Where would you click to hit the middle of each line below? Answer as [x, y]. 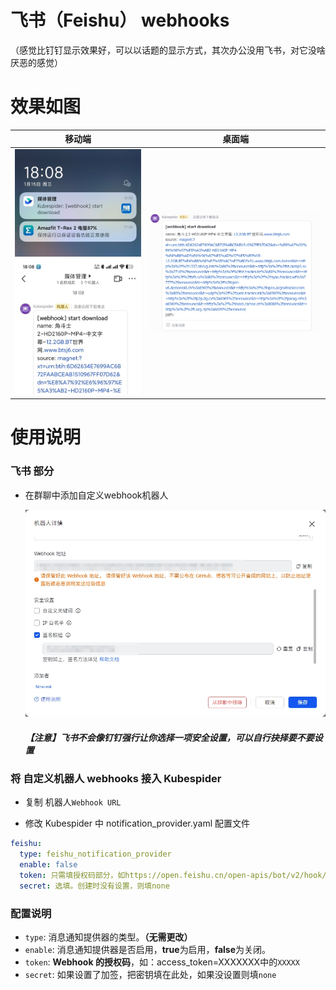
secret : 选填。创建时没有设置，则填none [94, 886]
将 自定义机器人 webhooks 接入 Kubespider [116, 779]
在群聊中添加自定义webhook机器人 [96, 495]
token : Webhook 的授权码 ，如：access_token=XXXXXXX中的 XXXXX [162, 962]
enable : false [48, 865]
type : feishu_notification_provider [95, 854]
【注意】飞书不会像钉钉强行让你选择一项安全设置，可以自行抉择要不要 [169, 737]
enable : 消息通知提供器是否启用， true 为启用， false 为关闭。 [148, 950]
